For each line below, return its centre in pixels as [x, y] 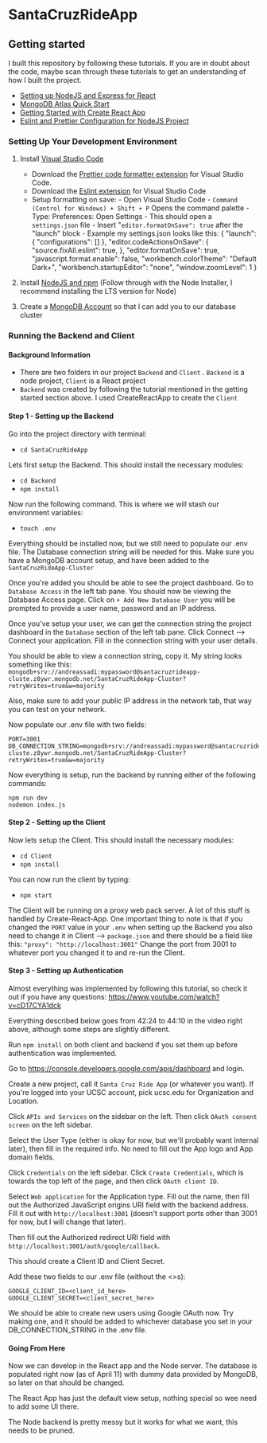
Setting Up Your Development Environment [93, 141]
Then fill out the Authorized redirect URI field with [89, 1238]
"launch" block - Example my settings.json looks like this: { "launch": [144, 233]
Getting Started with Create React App [82, 112]
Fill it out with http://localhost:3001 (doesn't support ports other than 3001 [133, 1214]
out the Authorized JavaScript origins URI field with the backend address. [128, 1205]
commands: [28, 783]
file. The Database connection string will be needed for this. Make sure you [131, 552]
